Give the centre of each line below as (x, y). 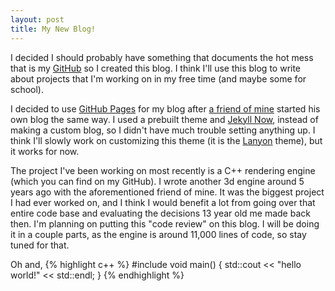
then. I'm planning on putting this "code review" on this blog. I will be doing (165, 223)
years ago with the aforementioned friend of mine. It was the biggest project (167, 192)
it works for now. (45, 151)
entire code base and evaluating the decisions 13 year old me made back (160, 213)
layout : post (37, 19)
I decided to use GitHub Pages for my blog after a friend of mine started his (165, 108)
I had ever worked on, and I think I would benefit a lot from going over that (163, 202)
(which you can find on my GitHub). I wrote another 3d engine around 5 (157, 181)
